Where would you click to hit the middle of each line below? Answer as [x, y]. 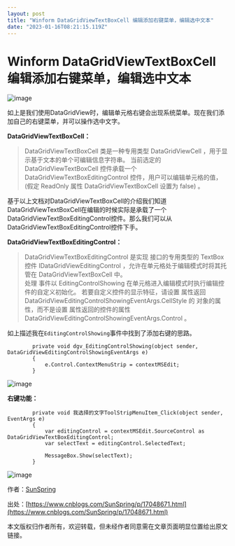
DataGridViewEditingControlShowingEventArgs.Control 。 [107, 318]
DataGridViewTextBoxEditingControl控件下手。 [74, 227]
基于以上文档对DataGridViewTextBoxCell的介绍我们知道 [87, 201]
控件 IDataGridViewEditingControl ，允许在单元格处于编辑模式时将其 [122, 266]
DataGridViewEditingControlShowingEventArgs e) [78, 353]
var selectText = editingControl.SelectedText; [115, 444]
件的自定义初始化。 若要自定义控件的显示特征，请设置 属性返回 [115, 292]
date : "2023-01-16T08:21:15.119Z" [58, 27]
